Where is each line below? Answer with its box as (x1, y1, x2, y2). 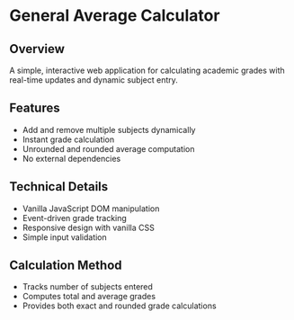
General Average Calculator (9, 5, 220, 26)
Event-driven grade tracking (22, 212, 128, 223)
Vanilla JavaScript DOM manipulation (22, 203, 160, 214)
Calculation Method (9, 258, 123, 273)
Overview (9, 41, 66, 57)
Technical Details (9, 179, 109, 194)
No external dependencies (22, 153, 121, 164)
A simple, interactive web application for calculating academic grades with (9, 65, 285, 76)
